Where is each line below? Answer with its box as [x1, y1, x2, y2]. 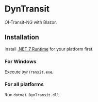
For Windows [4, 58, 37, 64]
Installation [4, 33, 39, 41]
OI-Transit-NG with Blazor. [4, 19, 57, 25]
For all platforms [4, 81, 44, 88]
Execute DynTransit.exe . [4, 69, 54, 75]
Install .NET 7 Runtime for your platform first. [4, 46, 94, 51]
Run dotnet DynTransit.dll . [4, 92, 61, 98]
